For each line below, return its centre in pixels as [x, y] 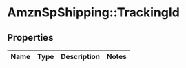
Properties [30, 38]
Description [80, 57]
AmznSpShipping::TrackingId [94, 13]
